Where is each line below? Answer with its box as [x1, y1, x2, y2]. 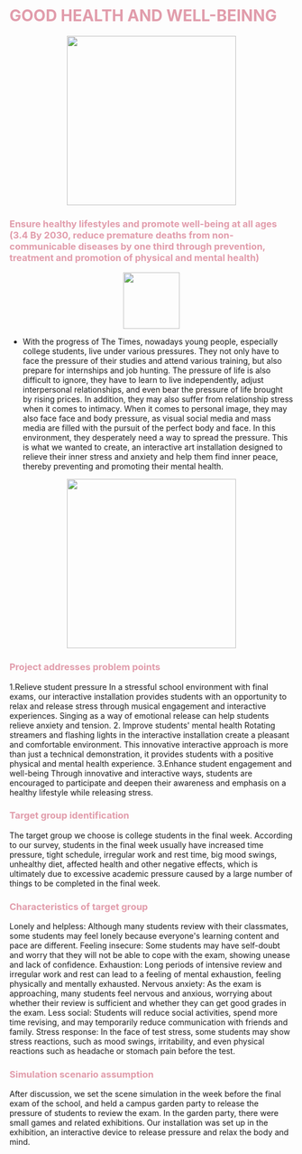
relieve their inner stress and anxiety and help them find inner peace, [22, 451, 279, 462]
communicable [9, 240, 77, 253]
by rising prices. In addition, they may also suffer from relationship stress [22, 394, 294, 405]
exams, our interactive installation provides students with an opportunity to [9, 691, 287, 702]
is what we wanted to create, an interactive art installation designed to [22, 442, 283, 452]
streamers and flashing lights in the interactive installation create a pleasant [9, 729, 290, 740]
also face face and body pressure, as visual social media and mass [22, 413, 272, 424]
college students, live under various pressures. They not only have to [22, 346, 279, 357]
